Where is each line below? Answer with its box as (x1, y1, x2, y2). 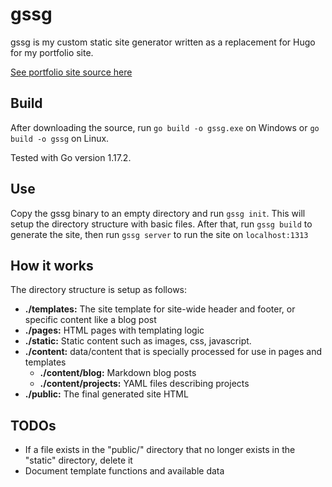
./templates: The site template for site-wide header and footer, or (24, 303, 296, 315)
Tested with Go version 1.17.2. (10, 151, 132, 163)
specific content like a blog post (24, 314, 157, 326)
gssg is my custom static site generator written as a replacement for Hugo (10, 36, 316, 48)
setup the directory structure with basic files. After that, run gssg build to (10, 218, 313, 230)
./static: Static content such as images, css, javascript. (24, 335, 252, 347)
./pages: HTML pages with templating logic (24, 324, 205, 337)
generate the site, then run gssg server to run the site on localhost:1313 (10, 228, 309, 240)
